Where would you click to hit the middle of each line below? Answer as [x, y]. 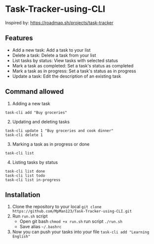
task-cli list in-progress [33, 180]
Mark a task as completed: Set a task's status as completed [73, 65]
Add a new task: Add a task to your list [51, 50]
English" [21, 237]
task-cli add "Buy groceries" [36, 112]
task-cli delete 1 [24, 135]
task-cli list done [25, 171]
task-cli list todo [25, 176]
